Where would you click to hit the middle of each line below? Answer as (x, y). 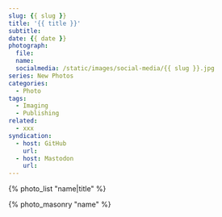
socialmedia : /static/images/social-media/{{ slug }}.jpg (115, 69)
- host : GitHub (41, 143)
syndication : (30, 136)
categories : (28, 83)
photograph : (28, 46)
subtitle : (25, 31)
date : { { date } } (38, 38)
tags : (17, 98)
